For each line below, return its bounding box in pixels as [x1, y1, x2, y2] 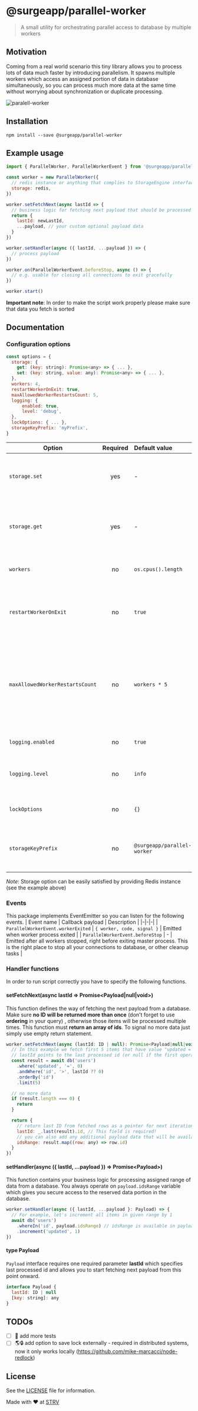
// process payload [11, 250, 60, 256]
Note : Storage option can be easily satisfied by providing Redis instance [6, 878, 181, 885]
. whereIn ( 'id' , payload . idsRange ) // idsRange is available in [16, 1223, 176, 1229]
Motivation [6, 47, 47, 57]
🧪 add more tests [14, 1332, 57, 1340]
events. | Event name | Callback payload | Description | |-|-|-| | [6, 918, 158, 926]
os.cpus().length [134, 566, 183, 572]
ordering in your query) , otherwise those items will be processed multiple [6, 1017, 187, 1024]
